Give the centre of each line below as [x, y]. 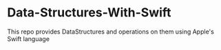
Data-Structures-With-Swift [89, 13]
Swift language [29, 38]
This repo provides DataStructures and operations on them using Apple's [111, 32]
